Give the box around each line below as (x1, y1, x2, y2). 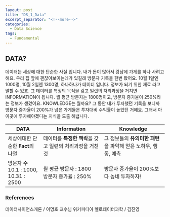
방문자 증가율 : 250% (43, 173, 92, 180)
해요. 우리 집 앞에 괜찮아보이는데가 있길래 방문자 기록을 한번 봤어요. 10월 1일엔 (5, 75, 158, 81)
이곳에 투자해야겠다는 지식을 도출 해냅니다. (5, 113, 90, 119)
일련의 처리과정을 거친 (49, 142, 99, 150)
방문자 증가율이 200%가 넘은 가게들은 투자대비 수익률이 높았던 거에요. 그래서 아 (5, 106, 162, 113)
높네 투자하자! (110, 173, 141, 180)
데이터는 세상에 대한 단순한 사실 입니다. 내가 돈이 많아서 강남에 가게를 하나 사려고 (5, 68, 164, 75)
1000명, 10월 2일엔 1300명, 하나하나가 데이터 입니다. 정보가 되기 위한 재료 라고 (5, 81, 161, 87)
